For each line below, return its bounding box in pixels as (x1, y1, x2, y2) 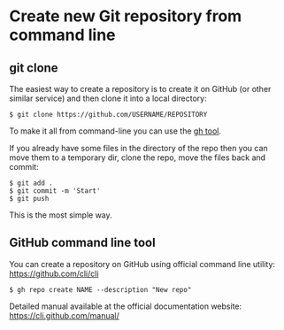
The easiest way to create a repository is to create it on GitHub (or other (9, 84, 272, 94)
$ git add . (9, 179, 53, 188)
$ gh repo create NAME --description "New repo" (9, 285, 192, 294)
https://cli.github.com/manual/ (9, 310, 119, 320)
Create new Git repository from (9, 6, 242, 27)
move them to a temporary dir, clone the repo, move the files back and (9, 152, 266, 163)
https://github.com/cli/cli (9, 268, 99, 279)
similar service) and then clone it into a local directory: (9, 93, 207, 104)
